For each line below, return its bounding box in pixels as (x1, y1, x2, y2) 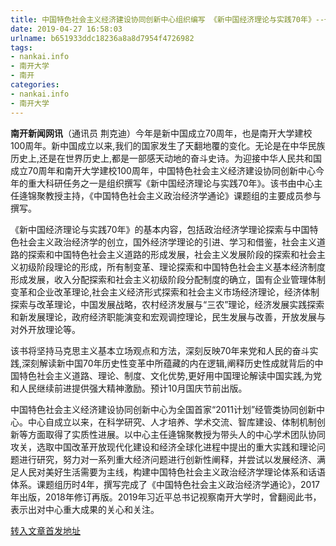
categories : (10, 80, 60, 90)
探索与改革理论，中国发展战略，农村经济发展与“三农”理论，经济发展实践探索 (10, 298, 325, 310)
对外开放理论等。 (10, 323, 81, 335)
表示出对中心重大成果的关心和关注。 (10, 503, 160, 515)
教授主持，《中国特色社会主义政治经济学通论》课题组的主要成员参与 (44, 189, 322, 201)
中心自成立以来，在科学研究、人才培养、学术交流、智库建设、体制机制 (27, 416, 317, 428)
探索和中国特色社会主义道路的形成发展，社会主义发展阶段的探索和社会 (27, 248, 317, 260)
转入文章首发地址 (10, 524, 81, 536)
